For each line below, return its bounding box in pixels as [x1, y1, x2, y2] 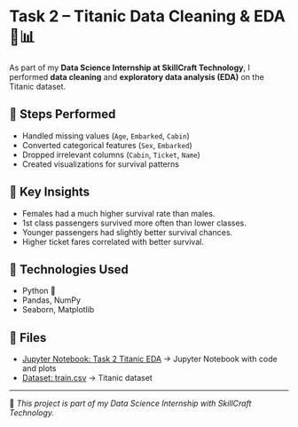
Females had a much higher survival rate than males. [21, 208, 216, 218]
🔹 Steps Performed [9, 107, 116, 122]
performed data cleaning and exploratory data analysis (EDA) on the [9, 71, 264, 82]
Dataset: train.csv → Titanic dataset [21, 373, 153, 384]
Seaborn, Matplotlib [21, 304, 95, 315]
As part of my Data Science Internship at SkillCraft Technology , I [9, 62, 250, 73]
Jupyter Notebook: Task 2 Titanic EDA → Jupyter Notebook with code [21, 353, 278, 365]
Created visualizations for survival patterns [21, 158, 180, 170]
